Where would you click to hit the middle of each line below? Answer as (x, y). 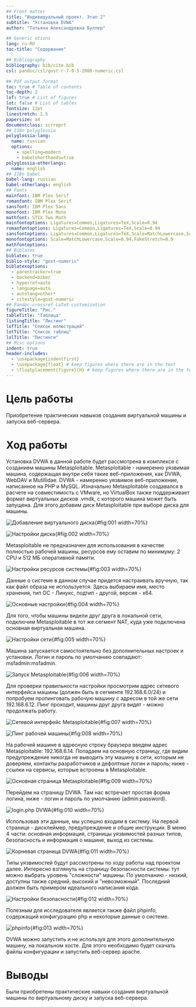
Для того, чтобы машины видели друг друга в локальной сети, (84, 615)
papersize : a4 (23, 120)
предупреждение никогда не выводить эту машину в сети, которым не (95, 757)
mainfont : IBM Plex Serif (37, 196)
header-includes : (27, 354)
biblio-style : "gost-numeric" (43, 261)
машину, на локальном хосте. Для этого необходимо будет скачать (91, 945)
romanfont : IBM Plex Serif (39, 201)
